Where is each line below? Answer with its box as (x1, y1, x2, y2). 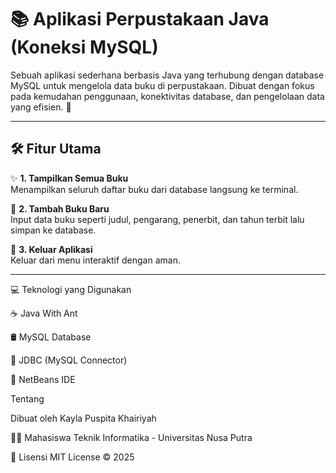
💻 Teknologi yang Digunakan (10, 283, 132, 295)
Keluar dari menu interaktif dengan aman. (10, 254, 181, 266)
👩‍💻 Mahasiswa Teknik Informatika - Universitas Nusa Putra (10, 431, 253, 443)
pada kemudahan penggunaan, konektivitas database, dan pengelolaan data (10, 90, 325, 102)
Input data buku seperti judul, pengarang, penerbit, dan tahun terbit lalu (10, 213, 305, 225)
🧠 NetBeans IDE (10, 373, 76, 385)
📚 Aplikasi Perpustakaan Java (10, 8, 270, 31)
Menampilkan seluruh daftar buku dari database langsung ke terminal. (10, 183, 299, 195)
